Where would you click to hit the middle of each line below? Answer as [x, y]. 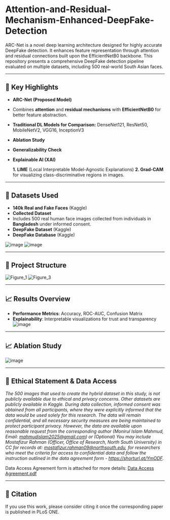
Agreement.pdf [21, 473]
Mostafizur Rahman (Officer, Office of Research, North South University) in [83, 442]
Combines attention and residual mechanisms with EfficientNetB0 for [87, 109]
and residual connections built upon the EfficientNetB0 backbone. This [79, 56]
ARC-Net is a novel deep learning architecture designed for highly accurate [84, 45]
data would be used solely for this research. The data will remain [73, 415]
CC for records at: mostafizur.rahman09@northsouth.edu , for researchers [83, 447]
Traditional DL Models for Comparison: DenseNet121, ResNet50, [80, 124]
